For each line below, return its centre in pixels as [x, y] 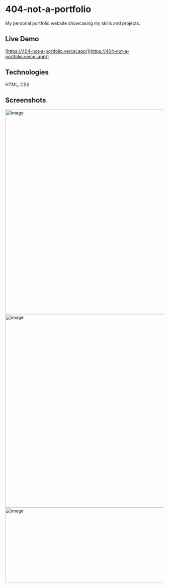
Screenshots [26, 100]
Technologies [27, 72]
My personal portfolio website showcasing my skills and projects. [73, 23]
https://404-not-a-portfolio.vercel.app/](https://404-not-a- [68, 51]
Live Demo [22, 39]
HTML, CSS [17, 85]
